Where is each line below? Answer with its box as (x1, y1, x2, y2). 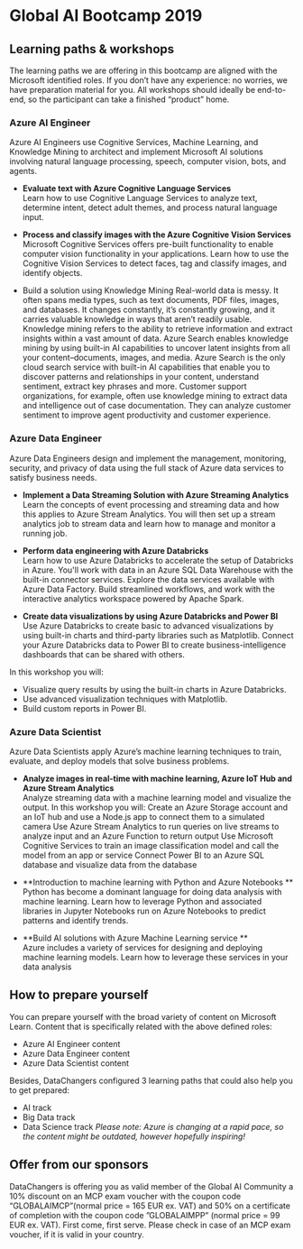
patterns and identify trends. (22, 914, 129, 925)
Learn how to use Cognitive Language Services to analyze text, (22, 193, 258, 204)
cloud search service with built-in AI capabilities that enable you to (22, 362, 271, 372)
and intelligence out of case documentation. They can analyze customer (22, 400, 291, 411)
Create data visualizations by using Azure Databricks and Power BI (22, 611, 279, 621)
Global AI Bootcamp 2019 (9, 5, 203, 26)
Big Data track (22, 1111, 76, 1123)
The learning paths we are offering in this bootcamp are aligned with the (9, 65, 278, 76)
